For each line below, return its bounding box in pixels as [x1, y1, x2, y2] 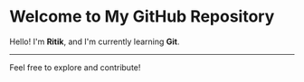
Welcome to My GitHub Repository [9, 6, 275, 27]
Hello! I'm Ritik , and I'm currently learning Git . [9, 36, 180, 47]
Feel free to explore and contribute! [9, 61, 141, 73]
